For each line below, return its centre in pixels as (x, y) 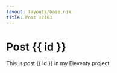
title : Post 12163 (29, 17)
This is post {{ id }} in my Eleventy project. (59, 63)
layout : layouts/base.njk (39, 12)
